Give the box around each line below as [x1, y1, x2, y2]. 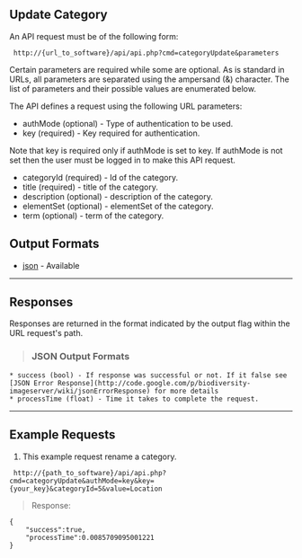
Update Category [9, 7, 108, 22]
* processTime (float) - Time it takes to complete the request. [9, 394, 259, 403]
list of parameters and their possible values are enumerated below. [9, 83, 256, 93]
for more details [154, 386, 219, 395]
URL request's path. [9, 328, 84, 339]
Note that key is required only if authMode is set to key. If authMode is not [9, 145, 283, 155]
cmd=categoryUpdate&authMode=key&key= [9, 476, 155, 485]
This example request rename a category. [22, 451, 177, 462]
